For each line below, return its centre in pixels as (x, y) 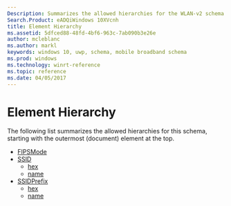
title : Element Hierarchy (44, 26)
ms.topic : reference (37, 71)
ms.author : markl (32, 46)
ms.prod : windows (32, 59)
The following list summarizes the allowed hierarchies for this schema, (107, 131)
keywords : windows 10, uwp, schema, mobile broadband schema (97, 53)
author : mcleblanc (34, 39)
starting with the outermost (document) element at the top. (91, 138)
